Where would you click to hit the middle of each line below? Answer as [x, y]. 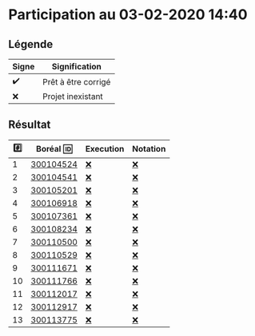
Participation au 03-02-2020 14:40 [128, 15]
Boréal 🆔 [54, 149]
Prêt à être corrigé [77, 81]
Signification [76, 67]
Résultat [30, 125]
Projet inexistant [73, 96]
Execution [105, 149]
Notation [149, 149]
